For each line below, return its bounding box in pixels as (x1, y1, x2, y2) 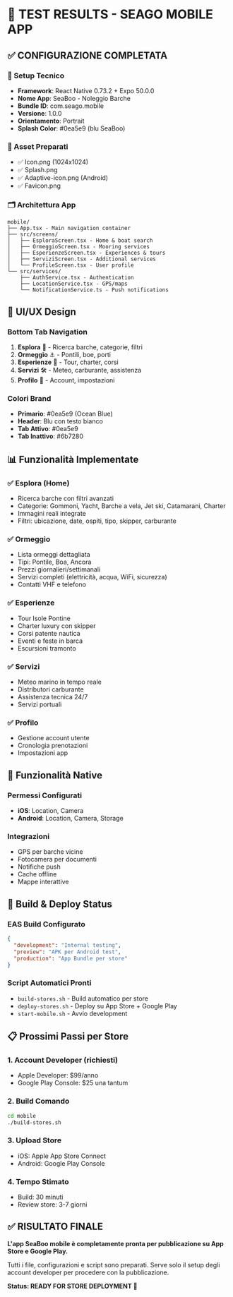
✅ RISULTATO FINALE (7, 1221, 104, 1233)
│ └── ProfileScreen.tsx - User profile (7, 262, 134, 269)
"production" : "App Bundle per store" (13, 955, 129, 962)
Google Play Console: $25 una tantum (17, 1079, 129, 1087)
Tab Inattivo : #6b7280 (17, 432, 83, 440)
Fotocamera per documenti (17, 855, 97, 864)
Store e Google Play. (7, 1247, 68, 1255)
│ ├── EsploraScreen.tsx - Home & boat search (7, 237, 153, 244)
